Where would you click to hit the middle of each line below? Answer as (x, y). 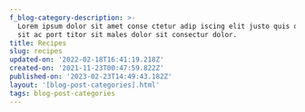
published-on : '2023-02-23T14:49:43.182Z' (91, 77)
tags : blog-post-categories (63, 93)
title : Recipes (38, 43)
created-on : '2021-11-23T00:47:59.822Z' (87, 69)
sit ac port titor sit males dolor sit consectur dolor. (128, 34)
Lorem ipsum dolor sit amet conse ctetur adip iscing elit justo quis (154, 26)
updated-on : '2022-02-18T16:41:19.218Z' (87, 60)
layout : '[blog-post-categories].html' (85, 85)
